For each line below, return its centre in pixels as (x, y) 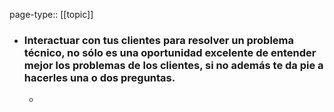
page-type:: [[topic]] (51, 14)
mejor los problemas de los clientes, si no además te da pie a (173, 65)
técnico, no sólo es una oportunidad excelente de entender (170, 52)
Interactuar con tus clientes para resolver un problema (159, 40)
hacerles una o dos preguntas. (99, 77)
